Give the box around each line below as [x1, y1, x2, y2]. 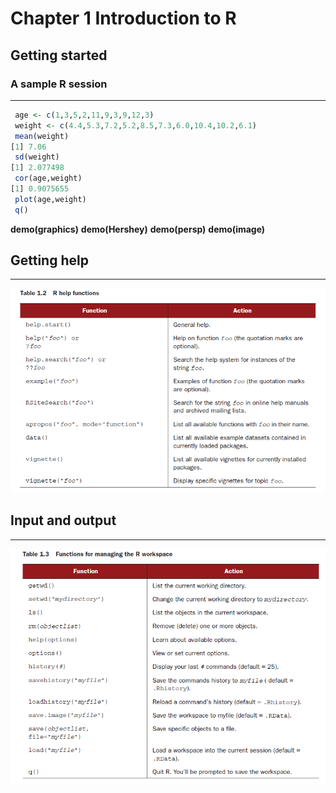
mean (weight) [14, 131, 70, 141]
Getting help [10, 252, 89, 269]
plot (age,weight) [14, 194, 87, 204]
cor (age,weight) [14, 173, 83, 184]
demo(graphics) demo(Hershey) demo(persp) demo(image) [10, 223, 266, 235]
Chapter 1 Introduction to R [10, 7, 237, 30]
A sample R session [10, 77, 108, 91]
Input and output [10, 512, 117, 529]
